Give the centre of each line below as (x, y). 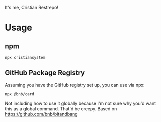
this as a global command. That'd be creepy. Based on (61, 109)
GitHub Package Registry (45, 73)
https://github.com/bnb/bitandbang (42, 114)
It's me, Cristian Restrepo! (32, 7)
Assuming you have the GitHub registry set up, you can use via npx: (75, 85)
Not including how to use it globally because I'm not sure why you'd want (81, 103)
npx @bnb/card (20, 94)
